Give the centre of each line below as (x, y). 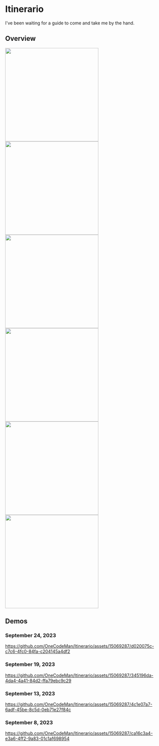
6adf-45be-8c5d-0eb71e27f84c (38, 710)
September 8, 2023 (29, 722)
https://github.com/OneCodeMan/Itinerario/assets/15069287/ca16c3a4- (79, 734)
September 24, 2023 (31, 635)
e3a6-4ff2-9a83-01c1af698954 (37, 739)
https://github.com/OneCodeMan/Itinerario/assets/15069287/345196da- (79, 675)
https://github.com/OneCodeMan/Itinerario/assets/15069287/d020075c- (79, 646)
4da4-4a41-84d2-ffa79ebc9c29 (38, 680)
